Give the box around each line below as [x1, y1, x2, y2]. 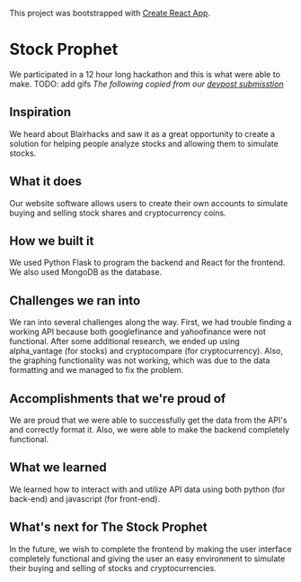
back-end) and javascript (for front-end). [9, 493, 160, 504]
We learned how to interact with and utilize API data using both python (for [9, 484, 286, 495]
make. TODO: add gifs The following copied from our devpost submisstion [9, 78, 285, 89]
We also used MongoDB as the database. [9, 267, 163, 277]
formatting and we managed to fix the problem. [9, 365, 184, 376]
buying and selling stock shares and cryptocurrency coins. [9, 207, 226, 218]
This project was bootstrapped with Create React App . [9, 8, 211, 18]
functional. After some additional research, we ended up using [9, 336, 240, 347]
